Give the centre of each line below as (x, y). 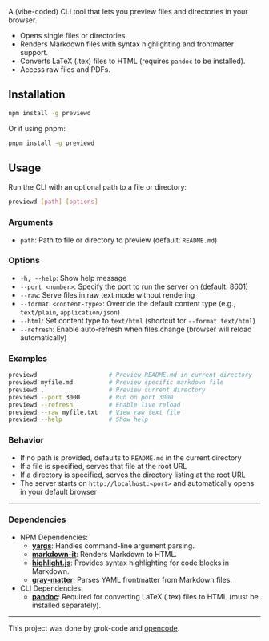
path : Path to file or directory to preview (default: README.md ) (118, 240)
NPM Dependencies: (54, 537)
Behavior (26, 440)
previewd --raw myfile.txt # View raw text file (94, 412)
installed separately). (66, 605)
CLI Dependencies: (51, 588)
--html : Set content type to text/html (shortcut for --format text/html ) (138, 320)
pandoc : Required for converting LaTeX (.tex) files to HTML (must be (145, 596)
